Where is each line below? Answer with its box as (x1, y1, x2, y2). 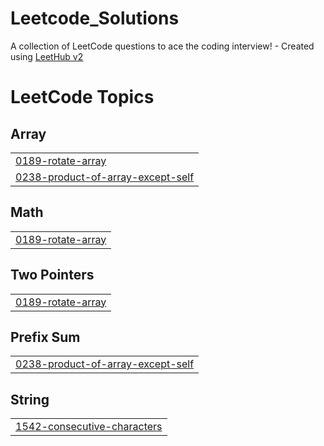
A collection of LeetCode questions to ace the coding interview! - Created (10, 40, 315, 52)
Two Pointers (10, 267, 95, 284)
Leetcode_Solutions (10, 7, 180, 30)
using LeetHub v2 (10, 50, 84, 62)
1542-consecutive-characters (15, 420, 163, 434)
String (10, 391, 50, 408)
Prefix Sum (10, 328, 81, 346)
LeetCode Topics (10, 86, 155, 109)
